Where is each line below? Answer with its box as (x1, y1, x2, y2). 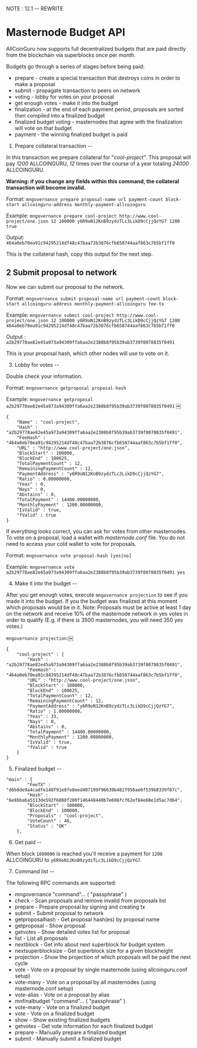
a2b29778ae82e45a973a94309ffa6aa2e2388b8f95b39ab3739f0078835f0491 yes (6, 569, 185, 575)
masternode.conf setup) (14, 985, 74, 992)
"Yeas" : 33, (27, 713, 59, 720)
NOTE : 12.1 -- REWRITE (6, 5, 64, 12)
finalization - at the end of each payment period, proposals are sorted (14, 106, 184, 113)
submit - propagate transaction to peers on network (14, 87, 141, 94)
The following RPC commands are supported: (6, 879, 116, 886)
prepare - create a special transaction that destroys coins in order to (14, 74, 181, 82)
